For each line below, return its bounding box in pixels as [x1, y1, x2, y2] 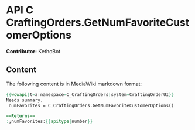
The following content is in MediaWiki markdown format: [6, 80, 142, 87]
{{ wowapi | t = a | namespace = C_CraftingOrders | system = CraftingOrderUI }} [6, 91, 175, 97]
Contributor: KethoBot [6, 47, 61, 54]
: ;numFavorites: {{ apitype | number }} [6, 118, 93, 125]
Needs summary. [6, 97, 43, 103]
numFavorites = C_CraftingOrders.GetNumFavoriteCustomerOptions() [8, 102, 175, 108]
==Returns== [6, 113, 35, 119]
